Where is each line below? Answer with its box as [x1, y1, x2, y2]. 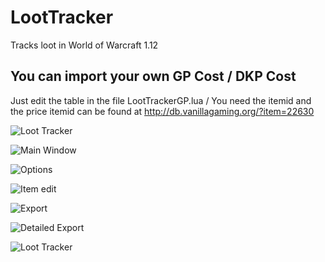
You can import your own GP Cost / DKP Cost [10, 68, 297, 85]
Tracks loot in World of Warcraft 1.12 [10, 39, 159, 51]
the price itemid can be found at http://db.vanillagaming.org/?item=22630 [10, 105, 315, 117]
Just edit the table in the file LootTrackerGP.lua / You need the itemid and [10, 94, 312, 106]
